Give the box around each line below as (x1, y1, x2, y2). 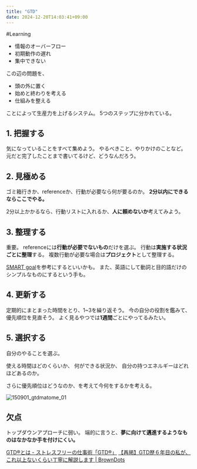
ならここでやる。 (6, 196, 48, 203)
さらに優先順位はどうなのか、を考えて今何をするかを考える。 (6, 382, 155, 389)
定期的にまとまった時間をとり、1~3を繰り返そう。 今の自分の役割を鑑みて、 (6, 306, 191, 313)
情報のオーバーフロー (14, 42, 66, 49)
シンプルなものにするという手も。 (6, 270, 89, 278)
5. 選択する (6, 333, 46, 343)
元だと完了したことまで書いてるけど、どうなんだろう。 (6, 153, 139, 160)
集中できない (14, 57, 46, 64)
